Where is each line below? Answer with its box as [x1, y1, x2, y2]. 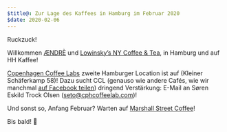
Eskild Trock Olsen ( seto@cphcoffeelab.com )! [7, 90, 138, 99]
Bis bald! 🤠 [7, 117, 38, 125]
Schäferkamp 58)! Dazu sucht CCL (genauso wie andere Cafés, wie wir [7, 76, 209, 84]
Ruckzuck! [7, 35, 37, 43]
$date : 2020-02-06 [7, 16, 60, 23]
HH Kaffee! [7, 55, 39, 64]
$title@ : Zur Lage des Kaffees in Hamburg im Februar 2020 [7, 10, 180, 17]
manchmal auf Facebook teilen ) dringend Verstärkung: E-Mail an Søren [7, 83, 208, 92]
